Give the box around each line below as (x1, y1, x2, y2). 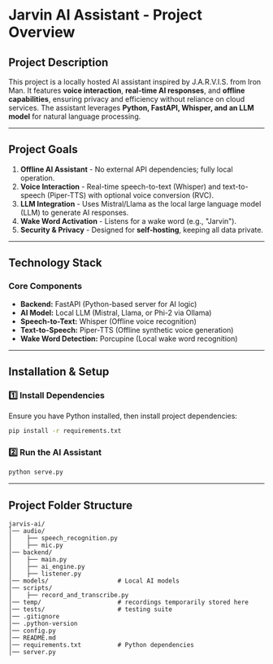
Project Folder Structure (8, 498, 133, 512)
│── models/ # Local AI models (8, 577, 180, 585)
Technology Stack (8, 256, 102, 270)
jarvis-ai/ (8, 520, 45, 528)
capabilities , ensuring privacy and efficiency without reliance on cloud (8, 94, 245, 103)
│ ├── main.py (8, 556, 67, 564)
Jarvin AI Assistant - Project (8, 6, 203, 24)
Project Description (8, 55, 109, 69)
